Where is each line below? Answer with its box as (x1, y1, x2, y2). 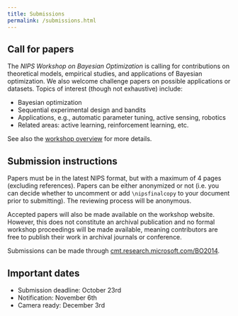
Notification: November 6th (17, 293, 98, 302)
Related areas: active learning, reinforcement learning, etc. (17, 121, 189, 130)
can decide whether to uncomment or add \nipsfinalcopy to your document (7, 189, 230, 198)
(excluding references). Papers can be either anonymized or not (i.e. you (7, 181, 220, 190)
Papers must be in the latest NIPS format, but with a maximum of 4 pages (7, 174, 222, 183)
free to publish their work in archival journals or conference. (7, 233, 182, 242)
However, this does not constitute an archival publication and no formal (7, 218, 215, 227)
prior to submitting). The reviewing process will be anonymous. (7, 196, 192, 205)
